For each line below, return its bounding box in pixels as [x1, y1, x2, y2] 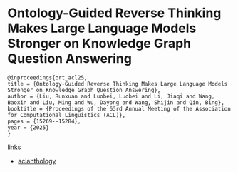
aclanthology [17, 156, 56, 165]
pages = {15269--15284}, [7, 118, 81, 125]
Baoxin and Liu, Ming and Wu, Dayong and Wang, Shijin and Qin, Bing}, [7, 98, 224, 106]
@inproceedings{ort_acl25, [7, 74, 88, 81]
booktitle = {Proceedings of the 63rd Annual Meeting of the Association [7, 105, 232, 112]
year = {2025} [7, 123, 50, 131]
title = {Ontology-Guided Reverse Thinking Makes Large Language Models [7, 80, 228, 87]
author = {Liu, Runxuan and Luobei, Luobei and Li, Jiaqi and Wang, [7, 93, 215, 100]
